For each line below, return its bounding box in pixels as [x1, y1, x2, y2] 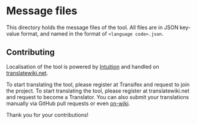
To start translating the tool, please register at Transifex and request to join [6, 81, 190, 88]
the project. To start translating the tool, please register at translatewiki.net [6, 87, 190, 94]
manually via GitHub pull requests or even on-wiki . [6, 100, 130, 107]
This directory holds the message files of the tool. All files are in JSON [6, 24, 179, 31]
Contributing [6, 47, 55, 58]
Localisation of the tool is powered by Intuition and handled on [6, 63, 159, 70]
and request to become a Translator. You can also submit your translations [6, 93, 189, 100]
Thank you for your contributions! [6, 111, 89, 118]
